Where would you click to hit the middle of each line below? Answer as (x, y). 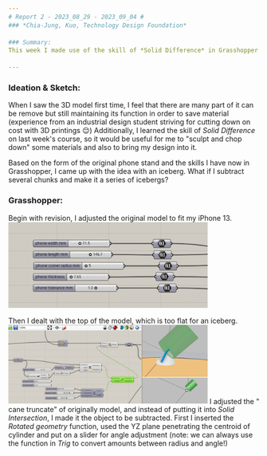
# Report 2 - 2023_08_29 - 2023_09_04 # (77, 17)
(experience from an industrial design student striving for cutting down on (130, 122)
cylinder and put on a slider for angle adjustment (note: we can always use (131, 435)
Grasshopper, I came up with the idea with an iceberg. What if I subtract (126, 171)
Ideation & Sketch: (45, 88)
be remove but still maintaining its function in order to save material (119, 114)
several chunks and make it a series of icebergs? (88, 180)
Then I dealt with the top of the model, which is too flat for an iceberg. (123, 320)
